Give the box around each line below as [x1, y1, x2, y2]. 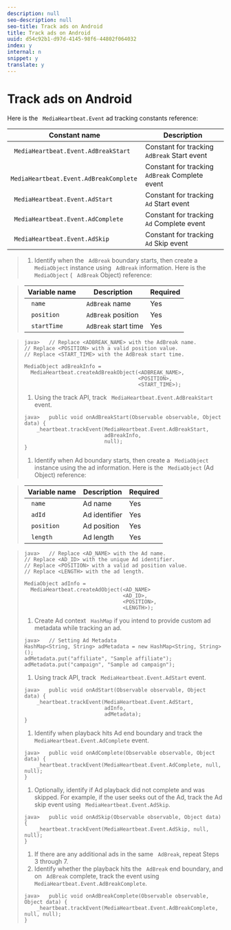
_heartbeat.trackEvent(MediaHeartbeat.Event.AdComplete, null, [36, 761, 221, 769]
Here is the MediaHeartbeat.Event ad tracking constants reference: [7, 114, 199, 122]
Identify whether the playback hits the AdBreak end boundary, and [34, 865, 223, 873]
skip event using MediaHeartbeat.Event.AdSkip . [34, 800, 170, 809]
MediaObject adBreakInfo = [23, 363, 102, 370]
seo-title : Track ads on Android [7, 23, 103, 30]
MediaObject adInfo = [23, 580, 86, 587]
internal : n [7, 49, 41, 56]
